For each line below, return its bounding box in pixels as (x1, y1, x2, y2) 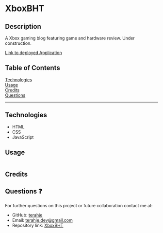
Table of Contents (5, 64, 61, 72)
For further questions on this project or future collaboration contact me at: (5, 202, 153, 208)
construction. (5, 40, 32, 46)
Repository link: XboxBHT (12, 222, 64, 228)
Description (5, 22, 41, 31)
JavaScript (12, 134, 34, 140)
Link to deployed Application (5, 50, 62, 55)
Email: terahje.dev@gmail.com (12, 217, 73, 223)
